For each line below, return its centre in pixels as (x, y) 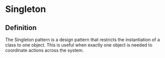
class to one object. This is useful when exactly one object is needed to (79, 45)
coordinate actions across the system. (44, 50)
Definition (21, 28)
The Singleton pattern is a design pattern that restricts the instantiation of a (82, 39)
